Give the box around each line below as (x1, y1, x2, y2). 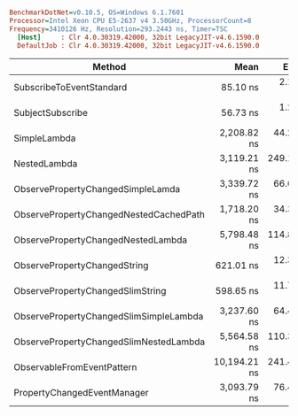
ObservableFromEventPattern (13, 361, 137, 374)
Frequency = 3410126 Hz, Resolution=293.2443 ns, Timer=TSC (9, 24, 228, 34)
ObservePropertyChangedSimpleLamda (13, 183, 181, 196)
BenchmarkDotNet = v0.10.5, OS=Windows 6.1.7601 (9, 8, 184, 17)
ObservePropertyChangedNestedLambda (13, 234, 188, 246)
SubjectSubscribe (13, 107, 89, 119)
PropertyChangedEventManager (13, 387, 149, 399)
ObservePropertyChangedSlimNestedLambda (13, 335, 206, 348)
